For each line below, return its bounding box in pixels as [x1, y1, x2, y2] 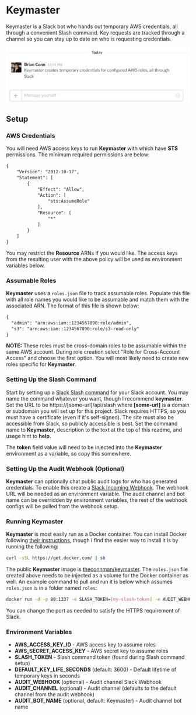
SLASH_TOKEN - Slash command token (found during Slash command [14, 654, 185, 661]
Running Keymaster [6, 517, 64, 525]
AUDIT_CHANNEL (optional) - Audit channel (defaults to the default [14, 685, 177, 692]
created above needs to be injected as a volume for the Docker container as [6, 572, 188, 579]
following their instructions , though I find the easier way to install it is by [6, 537, 178, 544]
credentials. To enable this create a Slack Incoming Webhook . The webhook [6, 484, 188, 491]
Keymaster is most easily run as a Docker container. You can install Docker [6, 531, 187, 538]
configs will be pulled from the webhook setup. [6, 503, 120, 510]
